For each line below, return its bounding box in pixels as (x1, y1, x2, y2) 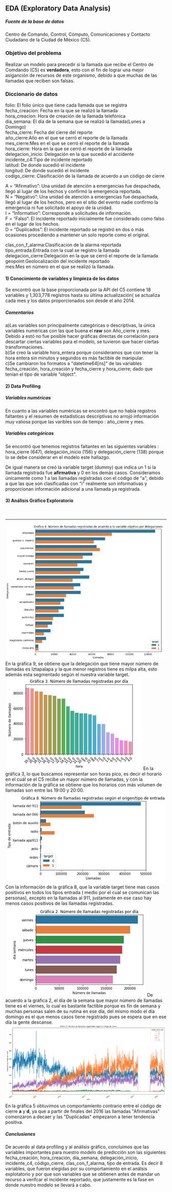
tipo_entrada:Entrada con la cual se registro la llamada (5, 247, 120, 253)
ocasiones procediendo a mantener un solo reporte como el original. (5, 232, 150, 238)
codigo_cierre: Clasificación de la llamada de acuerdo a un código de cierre (5, 173, 165, 179)
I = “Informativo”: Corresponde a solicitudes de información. (5, 210, 132, 216)
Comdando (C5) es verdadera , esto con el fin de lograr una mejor (5, 67, 144, 73)
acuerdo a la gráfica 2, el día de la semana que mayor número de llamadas (5, 997, 163, 1003)
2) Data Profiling (5, 383, 41, 389)
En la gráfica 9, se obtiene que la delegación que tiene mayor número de (5, 661, 159, 667)
